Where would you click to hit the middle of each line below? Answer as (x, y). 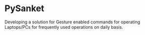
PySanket (24, 9)
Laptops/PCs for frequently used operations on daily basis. (64, 27)
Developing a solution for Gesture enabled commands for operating (72, 22)
